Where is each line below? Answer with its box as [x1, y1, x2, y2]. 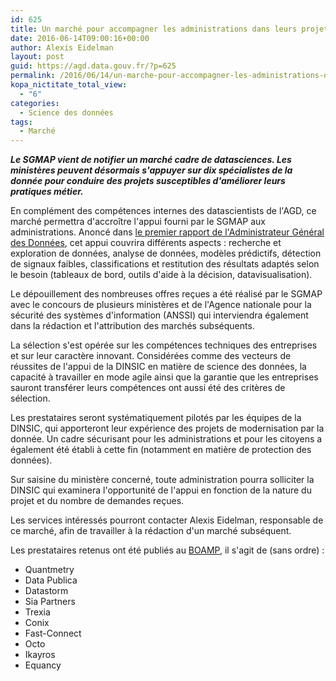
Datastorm [24, 585, 69, 597]
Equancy [24, 659, 62, 671]
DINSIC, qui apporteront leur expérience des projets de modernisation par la [10, 422, 325, 435]
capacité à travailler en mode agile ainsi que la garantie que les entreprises [10, 371, 319, 383]
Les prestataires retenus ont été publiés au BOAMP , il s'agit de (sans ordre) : [10, 544, 325, 556]
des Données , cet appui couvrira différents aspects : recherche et [10, 237, 282, 249]
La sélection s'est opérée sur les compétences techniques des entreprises [10, 339, 318, 351]
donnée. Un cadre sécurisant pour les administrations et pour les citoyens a [10, 433, 323, 445]
